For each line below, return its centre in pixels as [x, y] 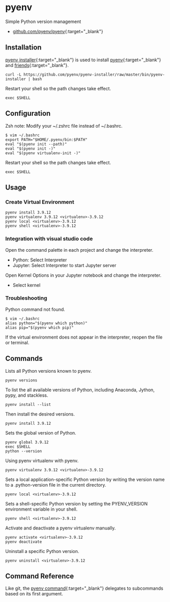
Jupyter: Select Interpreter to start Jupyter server [64, 265]
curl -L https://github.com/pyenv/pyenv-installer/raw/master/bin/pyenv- [85, 75]
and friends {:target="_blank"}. [37, 65]
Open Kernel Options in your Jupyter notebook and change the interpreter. [83, 275]
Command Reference [40, 576]
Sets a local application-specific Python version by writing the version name [85, 479]
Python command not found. [35, 309]
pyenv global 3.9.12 [27, 442]
